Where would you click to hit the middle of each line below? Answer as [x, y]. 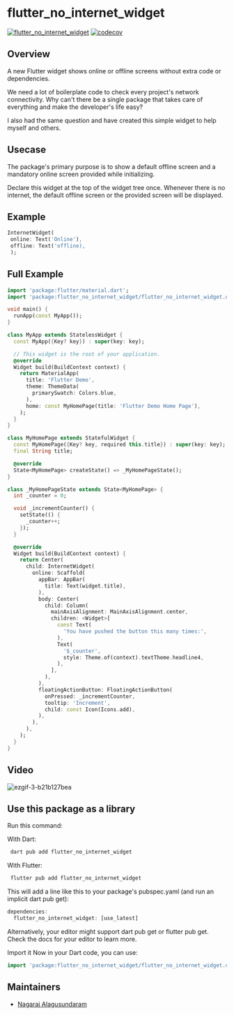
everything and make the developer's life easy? [75, 107]
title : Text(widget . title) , [85, 586]
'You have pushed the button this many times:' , [135, 631]
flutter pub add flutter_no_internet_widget [76, 878]
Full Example [36, 274]
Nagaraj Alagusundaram [52, 1004]
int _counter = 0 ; [40, 496]
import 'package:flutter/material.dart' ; [68, 290]
